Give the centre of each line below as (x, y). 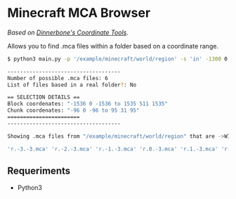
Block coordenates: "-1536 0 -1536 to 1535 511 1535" (88, 104)
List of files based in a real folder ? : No (72, 85)
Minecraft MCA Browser (79, 13)
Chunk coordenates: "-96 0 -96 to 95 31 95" (73, 110)
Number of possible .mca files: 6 (58, 78)
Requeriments (39, 171)
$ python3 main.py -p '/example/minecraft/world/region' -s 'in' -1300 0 (118, 59)
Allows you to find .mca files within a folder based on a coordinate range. (113, 46)
